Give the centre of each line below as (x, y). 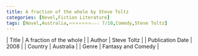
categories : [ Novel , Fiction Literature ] (58, 17)
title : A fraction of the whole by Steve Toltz (68, 12)
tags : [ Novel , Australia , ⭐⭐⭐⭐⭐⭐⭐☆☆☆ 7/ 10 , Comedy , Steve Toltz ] (87, 23)
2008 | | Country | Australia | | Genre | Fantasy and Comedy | (83, 46)
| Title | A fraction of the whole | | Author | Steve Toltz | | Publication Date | (99, 40)
